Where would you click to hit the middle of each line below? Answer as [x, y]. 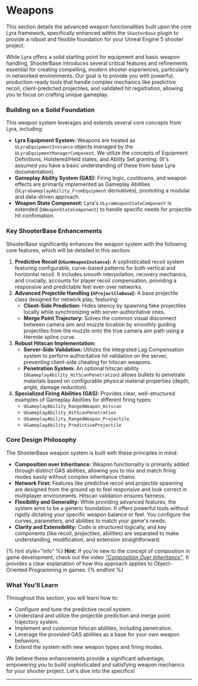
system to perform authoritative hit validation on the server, [95, 355]
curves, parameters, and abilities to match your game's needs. [90, 521]
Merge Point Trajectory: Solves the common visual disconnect [100, 318]
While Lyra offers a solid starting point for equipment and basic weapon [93, 57]
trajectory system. [37, 622]
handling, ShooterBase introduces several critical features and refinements [97, 63]
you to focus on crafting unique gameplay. [57, 94]
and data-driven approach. [47, 197]
